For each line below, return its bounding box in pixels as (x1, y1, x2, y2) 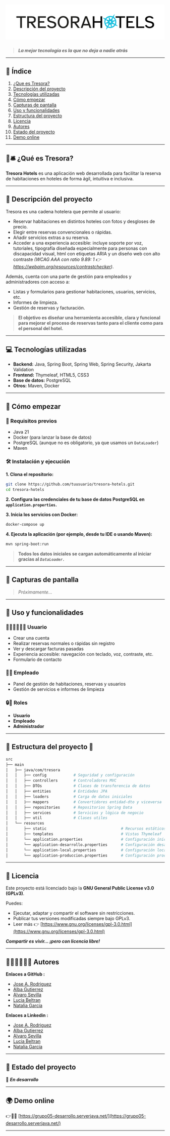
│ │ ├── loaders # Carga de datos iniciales (6, 794, 133, 799)
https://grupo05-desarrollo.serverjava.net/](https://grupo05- (20, 1113, 146, 1119)
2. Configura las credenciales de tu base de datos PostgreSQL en (6, 496, 145, 502)
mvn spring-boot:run (6, 541, 49, 547)
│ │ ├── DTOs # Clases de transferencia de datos (6, 784, 151, 789)
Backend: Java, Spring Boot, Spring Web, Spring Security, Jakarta (13, 361, 151, 367)
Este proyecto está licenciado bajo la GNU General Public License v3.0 (6, 885, 154, 891)
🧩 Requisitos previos (6, 417, 57, 424)
